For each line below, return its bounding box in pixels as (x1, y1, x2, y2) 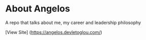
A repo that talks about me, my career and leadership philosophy (5, 19, 141, 25)
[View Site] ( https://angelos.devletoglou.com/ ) (5, 29, 103, 35)
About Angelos (5, 3, 70, 14)
